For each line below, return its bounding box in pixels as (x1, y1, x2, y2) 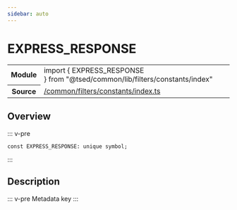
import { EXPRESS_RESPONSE (43, 65, 145, 75)
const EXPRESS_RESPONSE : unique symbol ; (7, 142, 128, 150)
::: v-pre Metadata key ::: (7, 194, 79, 203)
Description (7, 175, 60, 187)
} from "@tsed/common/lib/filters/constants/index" (43, 74, 213, 84)
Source (11, 87, 37, 97)
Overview (7, 111, 51, 123)
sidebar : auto (7, 10, 49, 18)
